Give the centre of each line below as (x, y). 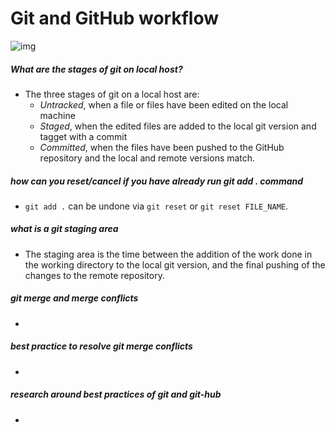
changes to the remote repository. (94, 275)
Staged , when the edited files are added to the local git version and (178, 126)
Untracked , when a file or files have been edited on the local (164, 104)
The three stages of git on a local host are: (112, 94)
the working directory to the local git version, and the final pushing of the (175, 264)
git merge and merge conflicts (74, 298)
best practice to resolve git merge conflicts (101, 346)
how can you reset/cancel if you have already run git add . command (157, 181)
